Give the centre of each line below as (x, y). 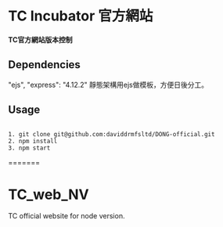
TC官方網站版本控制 (40, 39)
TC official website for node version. (67, 216)
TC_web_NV (49, 195)
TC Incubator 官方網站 (81, 16)
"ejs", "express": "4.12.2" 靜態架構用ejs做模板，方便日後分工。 (108, 85)
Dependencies (44, 65)
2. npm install (33, 142)
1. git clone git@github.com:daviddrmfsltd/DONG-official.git (111, 135)
